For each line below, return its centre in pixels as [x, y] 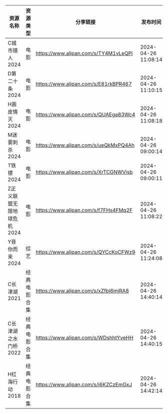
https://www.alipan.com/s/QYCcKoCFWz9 [85, 252]
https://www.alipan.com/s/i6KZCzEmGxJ [84, 384]
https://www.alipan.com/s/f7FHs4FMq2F [84, 210]
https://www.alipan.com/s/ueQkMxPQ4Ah [85, 145]
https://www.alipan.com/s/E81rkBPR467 [84, 84]
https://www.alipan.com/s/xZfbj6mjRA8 [82, 291]
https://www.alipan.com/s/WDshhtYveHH [84, 338]
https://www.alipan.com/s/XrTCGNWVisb [84, 172]
